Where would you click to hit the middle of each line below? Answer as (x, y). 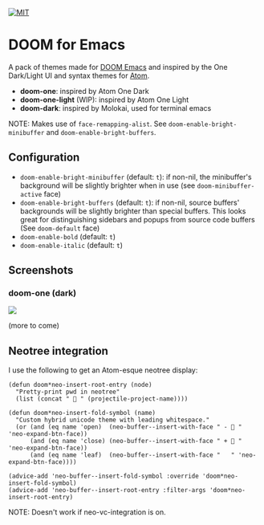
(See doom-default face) (60, 228)
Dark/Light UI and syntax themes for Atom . (79, 75)
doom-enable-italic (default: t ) (71, 245)
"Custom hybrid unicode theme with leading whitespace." (113, 420)
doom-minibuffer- (226, 186)
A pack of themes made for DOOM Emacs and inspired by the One (118, 67)
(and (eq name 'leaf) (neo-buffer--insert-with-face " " (132, 455)
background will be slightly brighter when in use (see (108, 185)
